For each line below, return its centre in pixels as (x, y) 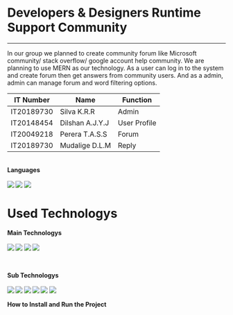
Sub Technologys (33, 275)
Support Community (67, 27)
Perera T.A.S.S (84, 134)
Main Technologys (35, 232)
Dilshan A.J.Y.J (85, 123)
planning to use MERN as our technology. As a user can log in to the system (115, 68)
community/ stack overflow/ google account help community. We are (106, 60)
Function (137, 100)
